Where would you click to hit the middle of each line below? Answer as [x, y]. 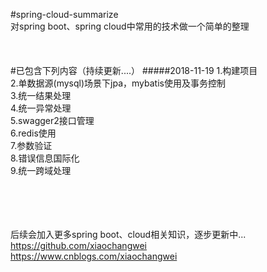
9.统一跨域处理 [41, 170]
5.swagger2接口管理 [52, 120]
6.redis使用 [33, 133]
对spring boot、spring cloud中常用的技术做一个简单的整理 [130, 26]
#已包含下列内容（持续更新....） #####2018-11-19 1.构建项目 [134, 70]
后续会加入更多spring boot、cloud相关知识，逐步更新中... [128, 234]
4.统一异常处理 [41, 108]
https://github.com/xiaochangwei [78, 245]
